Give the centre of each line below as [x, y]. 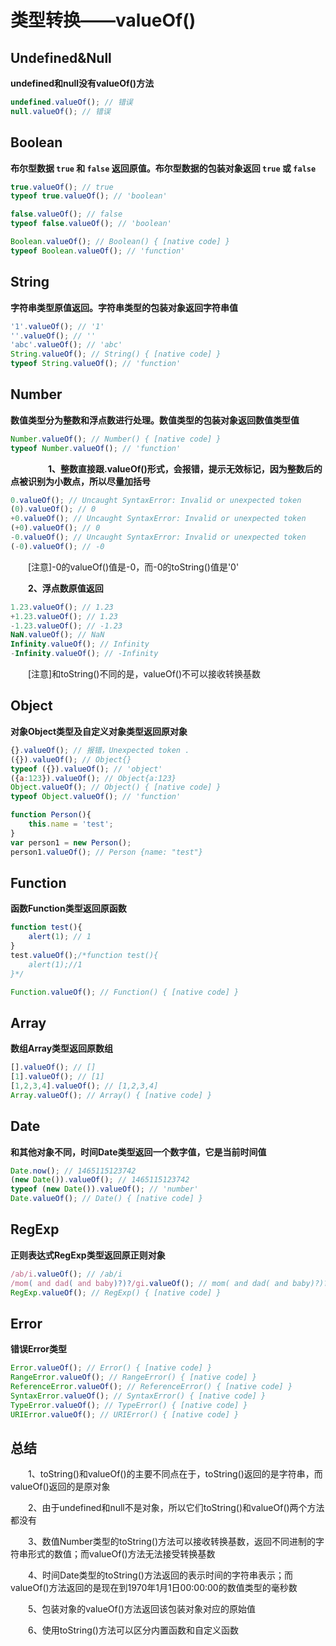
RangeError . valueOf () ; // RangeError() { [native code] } [133, 1377]
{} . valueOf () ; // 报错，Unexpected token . [100, 750]
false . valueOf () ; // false [66, 214]
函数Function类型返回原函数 [68, 908]
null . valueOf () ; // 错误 [60, 111]
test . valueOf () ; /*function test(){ [84, 955]
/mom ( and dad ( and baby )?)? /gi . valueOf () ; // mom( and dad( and [149, 1283]
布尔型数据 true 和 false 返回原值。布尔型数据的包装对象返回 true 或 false [163, 168]
